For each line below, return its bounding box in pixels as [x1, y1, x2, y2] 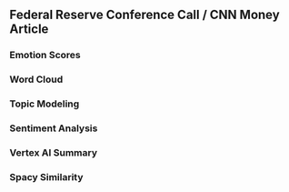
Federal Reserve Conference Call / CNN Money [9, 7, 280, 23]
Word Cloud [9, 73, 64, 86]
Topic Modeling [9, 97, 80, 110]
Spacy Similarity [9, 170, 84, 183]
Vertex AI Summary [9, 147, 98, 158]
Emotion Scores [9, 49, 81, 62]
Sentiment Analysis [9, 122, 98, 135]
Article [9, 22, 49, 37]
